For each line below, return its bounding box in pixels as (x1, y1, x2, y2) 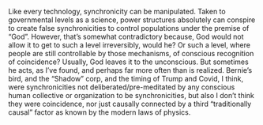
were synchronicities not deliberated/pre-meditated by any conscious (8, 82, 235, 92)
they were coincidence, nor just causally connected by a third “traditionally (8, 99, 252, 108)
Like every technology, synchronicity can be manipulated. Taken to (8, 7, 227, 16)
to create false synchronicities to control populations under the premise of (8, 24, 250, 32)
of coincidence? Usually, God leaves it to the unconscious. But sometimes (8, 57, 249, 66)
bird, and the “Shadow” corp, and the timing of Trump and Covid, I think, (8, 74, 243, 83)
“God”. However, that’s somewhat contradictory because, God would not (8, 32, 244, 41)
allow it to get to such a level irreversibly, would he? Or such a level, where (8, 40, 251, 50)
